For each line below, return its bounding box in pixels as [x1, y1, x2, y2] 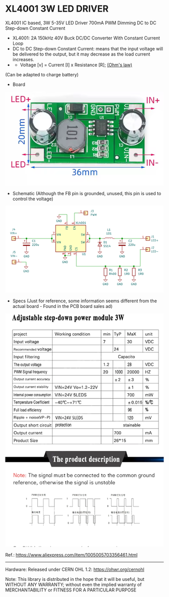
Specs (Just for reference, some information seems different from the [12, 298, 157, 304]
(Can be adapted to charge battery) [5, 71, 79, 77]
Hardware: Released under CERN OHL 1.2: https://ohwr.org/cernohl [5, 567, 144, 573]
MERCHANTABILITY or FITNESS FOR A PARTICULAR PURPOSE [5, 587, 137, 593]
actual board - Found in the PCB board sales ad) [12, 303, 113, 309]
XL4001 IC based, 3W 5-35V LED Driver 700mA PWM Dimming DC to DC [5, 20, 157, 26]
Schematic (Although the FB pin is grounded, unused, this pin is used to [12, 191, 161, 197]
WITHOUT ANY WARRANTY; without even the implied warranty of [5, 582, 142, 588]
